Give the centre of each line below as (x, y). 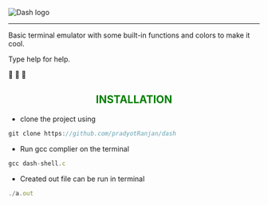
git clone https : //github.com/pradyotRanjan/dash (93, 133)
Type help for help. (39, 59)
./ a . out (21, 193)
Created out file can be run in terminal (82, 179)
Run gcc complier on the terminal (75, 148)
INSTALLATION (134, 100)
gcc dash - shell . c (37, 164)
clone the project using (57, 119)
